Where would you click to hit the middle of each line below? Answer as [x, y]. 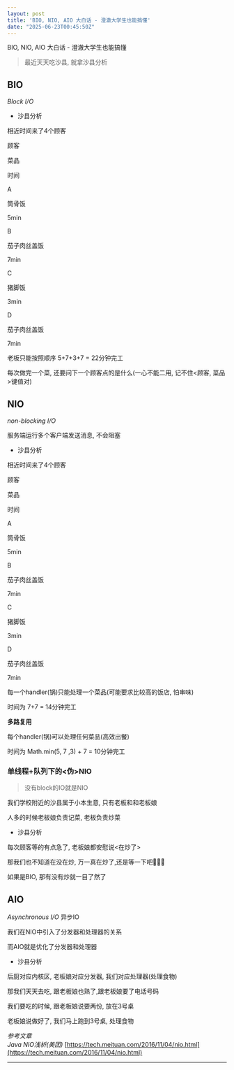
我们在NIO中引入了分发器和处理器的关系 [65, 932]
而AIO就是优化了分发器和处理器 [52, 947]
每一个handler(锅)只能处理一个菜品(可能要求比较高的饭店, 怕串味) [101, 692]
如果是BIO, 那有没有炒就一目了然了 [57, 877]
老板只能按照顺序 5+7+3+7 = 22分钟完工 [65, 358]
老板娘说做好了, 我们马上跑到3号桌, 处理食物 [71, 1021]
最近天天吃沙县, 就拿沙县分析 [66, 62]
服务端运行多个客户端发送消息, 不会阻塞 [64, 435]
